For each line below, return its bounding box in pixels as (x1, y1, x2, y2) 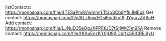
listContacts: (5, 4, 32, 10)
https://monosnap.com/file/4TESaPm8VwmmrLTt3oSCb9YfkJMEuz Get (5, 9, 153, 15)
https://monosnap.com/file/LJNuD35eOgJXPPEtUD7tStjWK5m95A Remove (5, 25, 161, 31)
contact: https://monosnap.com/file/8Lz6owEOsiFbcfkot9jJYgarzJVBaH (5, 15, 154, 20)
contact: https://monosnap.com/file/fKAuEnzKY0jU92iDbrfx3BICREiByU (5, 31, 154, 36)
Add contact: (5, 20, 32, 26)
